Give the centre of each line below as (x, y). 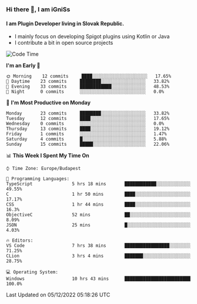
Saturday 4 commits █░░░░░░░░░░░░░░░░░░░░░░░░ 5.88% (86, 139)
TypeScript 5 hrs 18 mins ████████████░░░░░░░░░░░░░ (98, 184)
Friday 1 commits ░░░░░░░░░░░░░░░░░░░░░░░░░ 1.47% (86, 134)
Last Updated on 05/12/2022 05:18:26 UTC (58, 295)
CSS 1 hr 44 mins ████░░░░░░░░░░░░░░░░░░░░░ (98, 205)
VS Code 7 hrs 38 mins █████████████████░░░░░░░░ (98, 246)
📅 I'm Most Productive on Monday (49, 103)
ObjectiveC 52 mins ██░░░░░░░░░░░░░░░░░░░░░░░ (98, 215)
